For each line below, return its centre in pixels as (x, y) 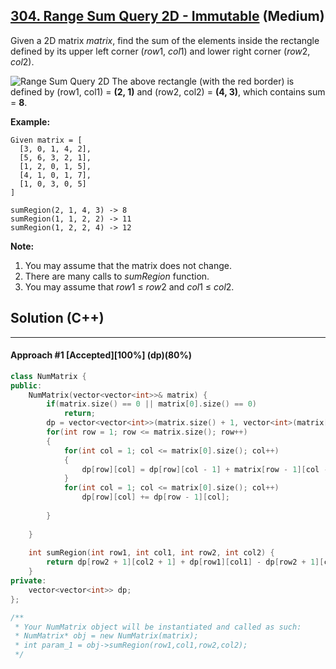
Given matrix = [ (46, 140)
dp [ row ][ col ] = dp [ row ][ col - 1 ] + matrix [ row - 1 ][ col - (205, 469)
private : (28, 581)
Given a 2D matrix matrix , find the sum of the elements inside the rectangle (165, 40)
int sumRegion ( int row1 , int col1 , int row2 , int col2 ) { (151, 553)
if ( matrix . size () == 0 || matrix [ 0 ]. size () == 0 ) (151, 404)
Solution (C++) (57, 318)
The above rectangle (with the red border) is (203, 81)
